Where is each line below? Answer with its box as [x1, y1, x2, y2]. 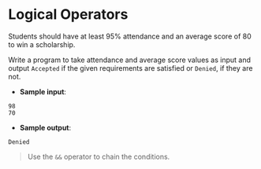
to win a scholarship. [8, 39, 76, 49]
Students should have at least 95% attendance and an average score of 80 [8, 31, 252, 41]
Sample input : [19, 86, 67, 96]
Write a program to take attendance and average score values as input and [8, 55, 251, 64]
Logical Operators [8, 6, 129, 24]
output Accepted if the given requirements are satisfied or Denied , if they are [8, 63, 253, 72]
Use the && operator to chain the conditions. [27, 152, 170, 161]
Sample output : [19, 123, 72, 132]
